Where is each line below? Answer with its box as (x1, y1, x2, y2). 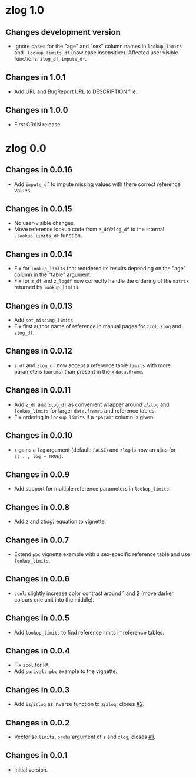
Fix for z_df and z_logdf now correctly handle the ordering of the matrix (14, 277, 190, 285)
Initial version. (14, 766, 48, 773)
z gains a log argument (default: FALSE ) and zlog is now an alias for (14, 446, 176, 453)
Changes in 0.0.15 (5, 204, 72, 214)
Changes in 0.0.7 (5, 535, 69, 545)
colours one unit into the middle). (14, 596, 95, 603)
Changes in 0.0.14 (5, 249, 73, 259)
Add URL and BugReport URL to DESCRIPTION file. (14, 88, 138, 95)
